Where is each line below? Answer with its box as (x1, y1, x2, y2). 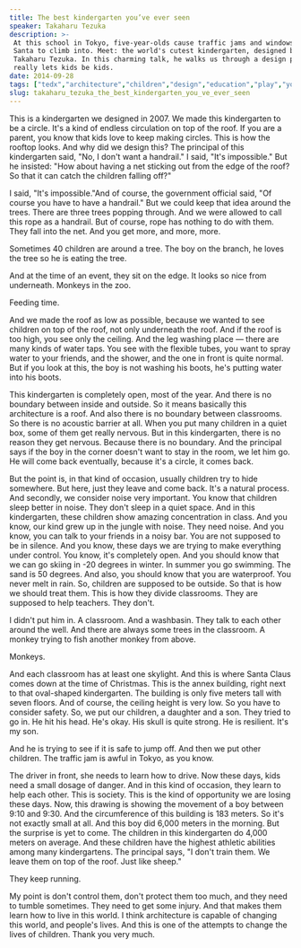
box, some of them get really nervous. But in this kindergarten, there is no (9, 427, 281, 438)
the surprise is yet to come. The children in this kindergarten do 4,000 (9, 827, 268, 838)
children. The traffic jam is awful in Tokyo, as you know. (9, 752, 215, 763)
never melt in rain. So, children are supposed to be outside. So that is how (9, 578, 282, 589)
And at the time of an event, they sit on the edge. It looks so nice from (9, 270, 267, 281)
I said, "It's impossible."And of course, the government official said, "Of (9, 188, 272, 198)
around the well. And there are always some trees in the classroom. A (9, 624, 266, 635)
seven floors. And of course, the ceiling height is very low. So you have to (9, 697, 280, 707)
